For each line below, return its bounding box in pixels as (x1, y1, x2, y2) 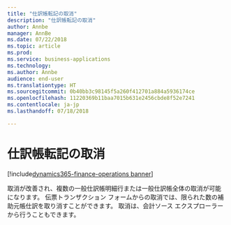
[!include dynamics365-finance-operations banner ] (7, 169, 154, 178)
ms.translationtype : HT (7, 82, 77, 89)
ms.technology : (7, 62, 52, 69)
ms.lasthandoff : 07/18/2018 (7, 108, 89, 115)
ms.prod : (7, 50, 33, 57)
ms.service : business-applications (7, 56, 111, 63)
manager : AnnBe (7, 29, 52, 37)
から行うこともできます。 (7, 210, 80, 219)
